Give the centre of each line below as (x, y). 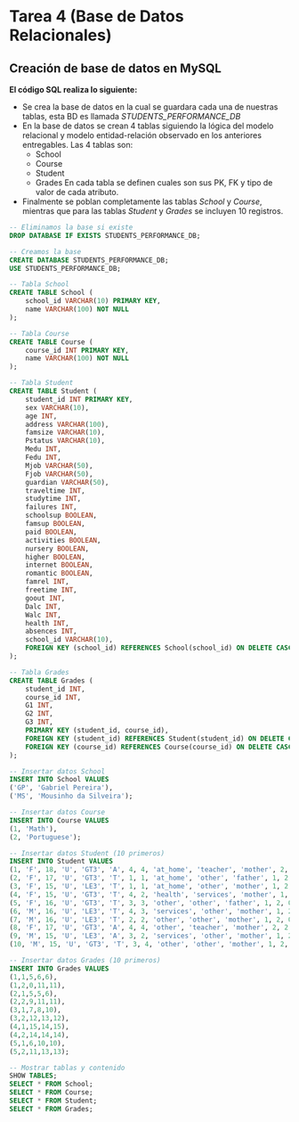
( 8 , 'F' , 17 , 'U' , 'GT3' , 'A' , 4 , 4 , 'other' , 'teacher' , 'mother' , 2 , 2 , (151, 928)
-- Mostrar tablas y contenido (67, 1068)
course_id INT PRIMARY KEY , (77, 350)
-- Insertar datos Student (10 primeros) (87, 853)
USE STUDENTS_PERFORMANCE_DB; (65, 268)
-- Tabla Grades (39, 672)
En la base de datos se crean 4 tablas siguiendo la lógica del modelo (148, 126)
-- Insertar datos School (57, 771)
